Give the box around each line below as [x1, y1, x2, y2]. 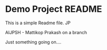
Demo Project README [5, 3, 102, 15]
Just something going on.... [5, 39, 61, 45]
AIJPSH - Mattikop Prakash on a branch [5, 29, 87, 35]
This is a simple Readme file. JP [5, 20, 71, 26]
